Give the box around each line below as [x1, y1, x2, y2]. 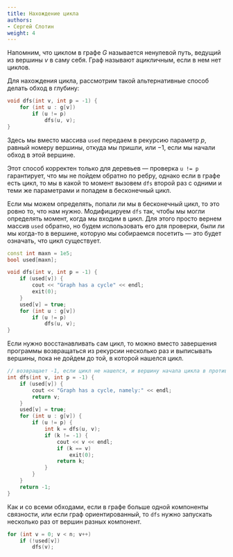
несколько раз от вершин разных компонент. [7, 517, 142, 526]
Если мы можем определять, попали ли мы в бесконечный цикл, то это [7, 199, 220, 208]
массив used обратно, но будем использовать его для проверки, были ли [7, 221, 225, 230]
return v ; [32, 393, 60, 400]
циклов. [7, 63, 31, 71]
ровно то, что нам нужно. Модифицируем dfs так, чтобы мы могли [7, 207, 205, 215]
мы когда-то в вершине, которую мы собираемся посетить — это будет [7, 229, 222, 237]
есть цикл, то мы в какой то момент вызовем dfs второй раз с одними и [7, 178, 222, 187]
